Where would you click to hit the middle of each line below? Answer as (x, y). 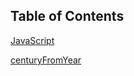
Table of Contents (67, 16)
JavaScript (32, 40)
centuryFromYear (46, 60)
